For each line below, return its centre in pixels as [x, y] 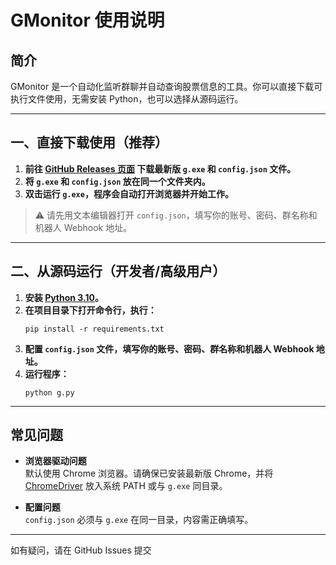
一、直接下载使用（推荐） [89, 142]
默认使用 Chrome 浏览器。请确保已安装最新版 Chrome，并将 [149, 473]
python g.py [49, 392]
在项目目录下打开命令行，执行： [90, 310]
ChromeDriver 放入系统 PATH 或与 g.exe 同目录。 [126, 486]
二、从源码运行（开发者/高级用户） [118, 271]
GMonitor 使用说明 [87, 20]
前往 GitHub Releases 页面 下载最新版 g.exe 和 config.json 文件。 [160, 168]
